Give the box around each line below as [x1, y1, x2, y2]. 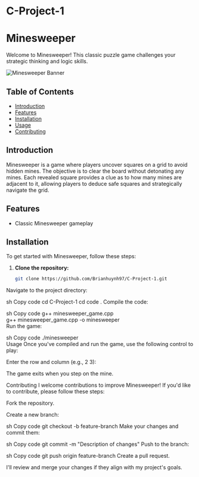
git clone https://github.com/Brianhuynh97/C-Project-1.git [14, 276, 167, 282]
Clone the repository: [14, 264, 69, 271]
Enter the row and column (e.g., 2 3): [6, 359, 97, 366]
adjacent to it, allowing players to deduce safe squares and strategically [6, 180, 183, 187]
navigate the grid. [6, 186, 49, 194]
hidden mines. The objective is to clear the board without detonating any [6, 167, 185, 175]
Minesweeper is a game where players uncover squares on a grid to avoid [6, 161, 188, 168]
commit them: [6, 429, 41, 436]
